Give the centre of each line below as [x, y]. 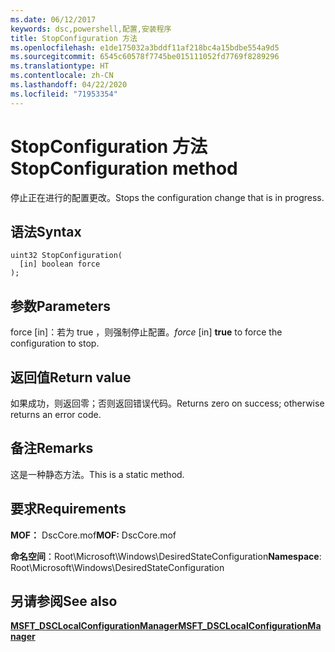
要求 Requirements [68, 509]
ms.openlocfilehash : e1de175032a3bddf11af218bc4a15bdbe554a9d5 [145, 47]
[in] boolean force [60, 264]
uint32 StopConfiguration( [66, 256]
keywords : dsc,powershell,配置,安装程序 [91, 29]
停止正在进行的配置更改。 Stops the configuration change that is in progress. [167, 197]
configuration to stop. [55, 343]
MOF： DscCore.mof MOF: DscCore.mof [93, 535]
